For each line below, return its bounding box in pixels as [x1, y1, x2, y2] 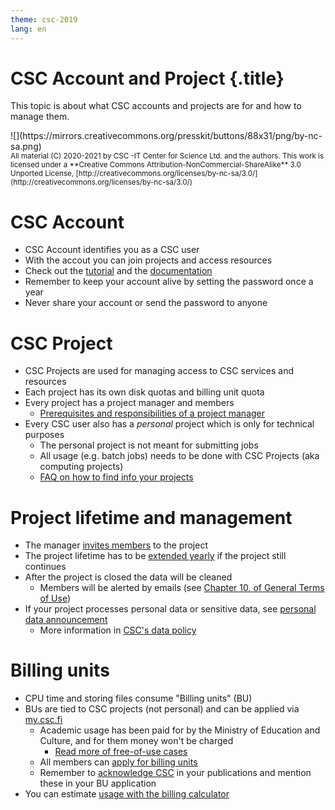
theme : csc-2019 [10, 14, 78, 25]
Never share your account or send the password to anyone [24, 297, 268, 309]
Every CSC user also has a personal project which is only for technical [24, 418, 315, 430]
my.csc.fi [24, 714, 63, 726]
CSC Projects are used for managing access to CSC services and [24, 365, 294, 377]
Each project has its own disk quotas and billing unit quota [24, 386, 265, 398]
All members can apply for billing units [39, 756, 198, 768]
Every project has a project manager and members [24, 397, 235, 409]
